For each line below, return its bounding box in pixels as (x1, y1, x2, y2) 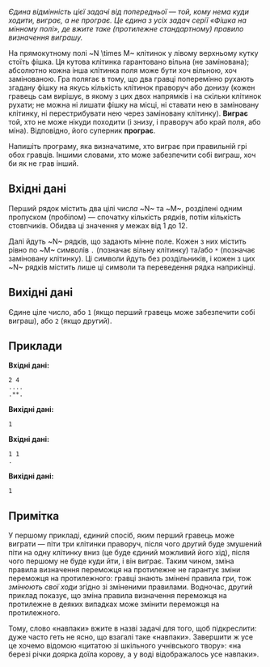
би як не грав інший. (8, 159, 79, 168)
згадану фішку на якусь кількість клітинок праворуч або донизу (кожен (8, 83, 255, 92)
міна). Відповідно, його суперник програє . (8, 125, 156, 135)
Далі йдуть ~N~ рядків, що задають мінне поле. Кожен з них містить (8, 236, 247, 246)
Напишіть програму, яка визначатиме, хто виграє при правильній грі (8, 142, 247, 151)
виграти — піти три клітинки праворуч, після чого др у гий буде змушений (8, 539, 263, 549)
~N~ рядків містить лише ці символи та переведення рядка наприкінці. (8, 262, 256, 272)
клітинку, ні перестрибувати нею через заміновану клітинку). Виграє (8, 108, 249, 118)
